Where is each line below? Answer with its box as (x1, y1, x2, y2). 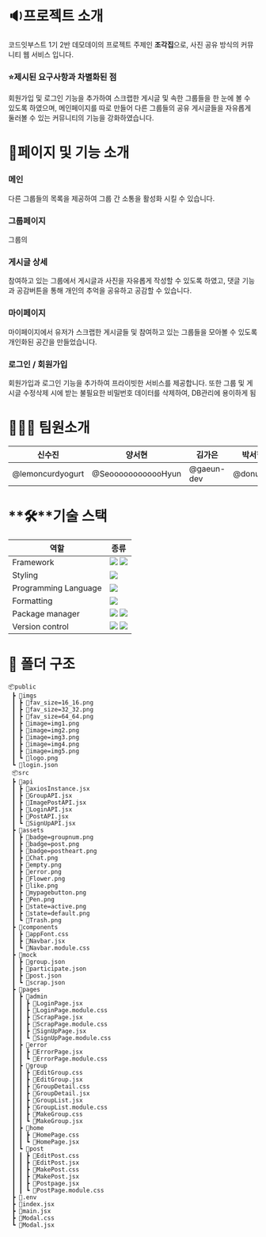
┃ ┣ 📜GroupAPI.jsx (11, 791, 73, 799)
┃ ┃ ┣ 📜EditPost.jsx (11, 1159, 80, 1167)
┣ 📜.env (11, 1193, 37, 1201)
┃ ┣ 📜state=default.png (11, 909, 90, 917)
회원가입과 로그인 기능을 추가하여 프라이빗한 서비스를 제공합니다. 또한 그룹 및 (8, 378, 245, 388)
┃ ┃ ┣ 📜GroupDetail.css (11, 1082, 90, 1091)
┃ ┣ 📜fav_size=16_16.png (11, 698, 93, 707)
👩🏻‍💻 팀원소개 (8, 419, 90, 437)
